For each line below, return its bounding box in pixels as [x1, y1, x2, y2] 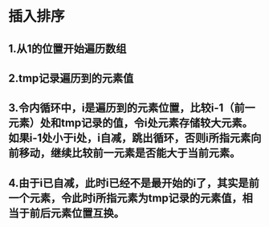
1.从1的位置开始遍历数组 [8, 42, 127, 55]
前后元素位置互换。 [29, 206, 124, 220]
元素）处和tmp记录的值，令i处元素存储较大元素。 [8, 116, 253, 130]
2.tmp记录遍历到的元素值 [8, 71, 134, 85]
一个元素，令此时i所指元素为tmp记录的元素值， [8, 191, 243, 205]
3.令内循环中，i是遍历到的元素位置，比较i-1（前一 [8, 101, 255, 115]
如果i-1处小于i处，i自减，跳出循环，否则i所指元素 [8, 132, 251, 145]
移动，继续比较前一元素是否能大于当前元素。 [18, 146, 241, 160]
